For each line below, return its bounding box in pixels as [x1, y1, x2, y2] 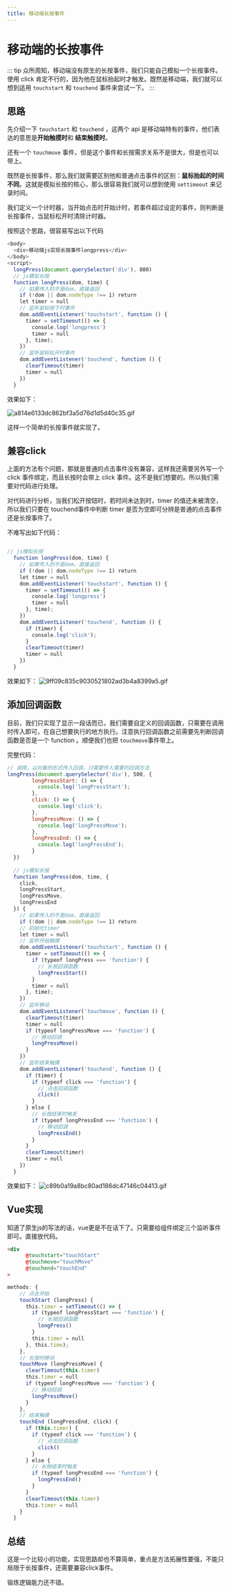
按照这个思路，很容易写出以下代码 [7, 227, 104, 235]
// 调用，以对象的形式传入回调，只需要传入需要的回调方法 [7, 764, 150, 771]
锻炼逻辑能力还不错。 [7, 1579, 67, 1587]
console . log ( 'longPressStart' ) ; [37, 783, 131, 790]
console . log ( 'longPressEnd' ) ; [37, 841, 125, 848]
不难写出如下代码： [7, 528, 62, 537]
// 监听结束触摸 [19, 1059, 60, 1066]
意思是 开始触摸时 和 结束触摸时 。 [19, 134, 111, 142]
